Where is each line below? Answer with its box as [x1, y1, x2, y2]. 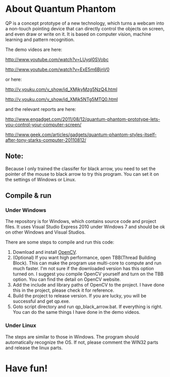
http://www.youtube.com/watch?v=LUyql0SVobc [5, 56, 109, 62]
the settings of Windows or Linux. [5, 176, 76, 182]
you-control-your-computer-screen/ [5, 121, 82, 127]
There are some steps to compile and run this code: [5, 239, 114, 246]
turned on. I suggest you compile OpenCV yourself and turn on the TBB [12, 271, 164, 277]
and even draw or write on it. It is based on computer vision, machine [5, 31, 152, 37]
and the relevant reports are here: [5, 106, 76, 112]
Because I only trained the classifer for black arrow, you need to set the [5, 165, 156, 172]
